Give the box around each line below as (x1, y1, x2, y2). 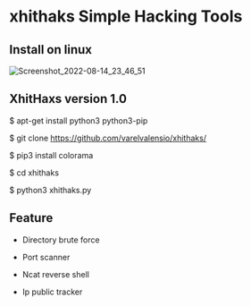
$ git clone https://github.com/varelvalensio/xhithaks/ (9, 132, 207, 143)
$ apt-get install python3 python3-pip (9, 115, 148, 126)
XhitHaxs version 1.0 (9, 91, 128, 106)
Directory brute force (21, 234, 100, 245)
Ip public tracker (21, 286, 83, 297)
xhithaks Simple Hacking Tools (9, 6, 243, 27)
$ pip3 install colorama (9, 149, 94, 160)
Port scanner (21, 251, 71, 262)
